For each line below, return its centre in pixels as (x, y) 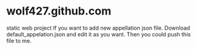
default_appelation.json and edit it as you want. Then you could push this (99, 34)
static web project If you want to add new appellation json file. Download (98, 28)
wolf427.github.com (59, 11)
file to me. (19, 41)
